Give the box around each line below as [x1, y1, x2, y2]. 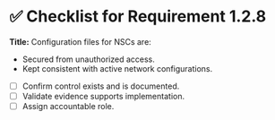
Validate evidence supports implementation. [21, 91, 185, 101]
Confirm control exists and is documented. [21, 81, 180, 91]
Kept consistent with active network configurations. [21, 63, 213, 73]
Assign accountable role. [21, 101, 115, 112]
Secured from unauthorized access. [21, 54, 155, 64]
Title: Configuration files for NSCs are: [9, 36, 152, 47]
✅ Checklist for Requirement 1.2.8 [9, 6, 267, 27]
